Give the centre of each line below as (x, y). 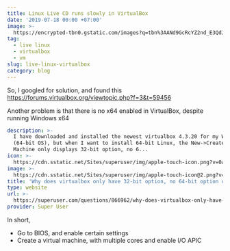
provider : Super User (38, 207)
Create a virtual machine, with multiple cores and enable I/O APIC (109, 240)
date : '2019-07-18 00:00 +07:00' (55, 20)
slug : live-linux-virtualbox (49, 64)
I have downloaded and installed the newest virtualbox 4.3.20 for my (116, 137)
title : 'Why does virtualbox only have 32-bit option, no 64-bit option (113, 181)
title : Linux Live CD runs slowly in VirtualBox (78, 13)
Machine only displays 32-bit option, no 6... (81, 150)
